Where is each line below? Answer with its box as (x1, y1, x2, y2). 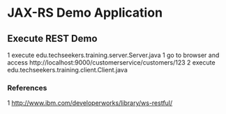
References (7, 83, 47, 92)
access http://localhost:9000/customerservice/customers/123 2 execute (7, 58, 216, 67)
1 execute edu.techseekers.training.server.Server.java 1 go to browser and (7, 51, 220, 59)
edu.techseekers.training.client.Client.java (7, 66, 128, 74)
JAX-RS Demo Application (7, 5, 163, 21)
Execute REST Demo (7, 33, 98, 44)
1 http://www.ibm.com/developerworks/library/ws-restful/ (7, 99, 173, 107)
